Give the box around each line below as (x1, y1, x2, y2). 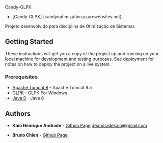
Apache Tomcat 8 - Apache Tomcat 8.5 (12, 85, 92, 91)
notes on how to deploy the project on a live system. (5, 61, 111, 67)
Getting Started (5, 37, 54, 46)
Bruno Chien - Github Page (12, 132, 68, 138)
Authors (5, 109, 31, 118)
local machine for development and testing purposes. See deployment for (5, 56, 154, 62)
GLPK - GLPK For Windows (12, 90, 67, 96)
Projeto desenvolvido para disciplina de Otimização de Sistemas (5, 23, 135, 29)
